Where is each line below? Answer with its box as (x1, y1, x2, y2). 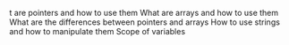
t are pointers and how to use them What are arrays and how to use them (9, 8, 279, 18)
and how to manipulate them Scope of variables (9, 26, 186, 36)
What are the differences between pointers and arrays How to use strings (9, 17, 280, 27)
